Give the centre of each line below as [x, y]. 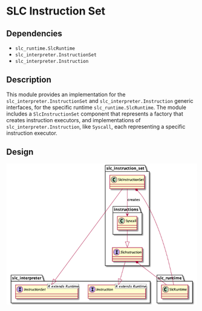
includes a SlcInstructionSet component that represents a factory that [95, 114]
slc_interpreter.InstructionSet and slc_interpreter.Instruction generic [100, 100]
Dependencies [34, 34]
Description [29, 80]
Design [20, 152]
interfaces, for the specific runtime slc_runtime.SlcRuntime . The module [96, 107]
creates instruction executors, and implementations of [73, 120]
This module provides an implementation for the [66, 94]
